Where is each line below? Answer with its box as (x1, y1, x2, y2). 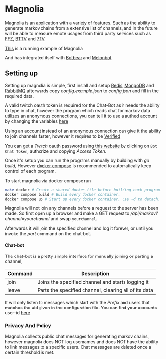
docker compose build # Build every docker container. (5, 192, 121, 197)
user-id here (5, 309, 31, 315)
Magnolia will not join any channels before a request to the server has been (5, 205, 159, 211)
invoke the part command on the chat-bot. (5, 231, 91, 237)
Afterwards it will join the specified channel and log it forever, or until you (5, 225, 154, 231)
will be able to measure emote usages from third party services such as (5, 30, 151, 36)
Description (81, 270, 110, 277)
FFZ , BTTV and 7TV (5, 36, 45, 42)
